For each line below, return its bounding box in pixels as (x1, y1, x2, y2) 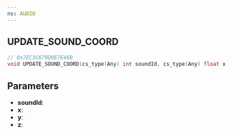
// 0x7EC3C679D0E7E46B (7, 54, 73, 61)
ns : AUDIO (7, 10, 36, 17)
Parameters (7, 80, 59, 92)
